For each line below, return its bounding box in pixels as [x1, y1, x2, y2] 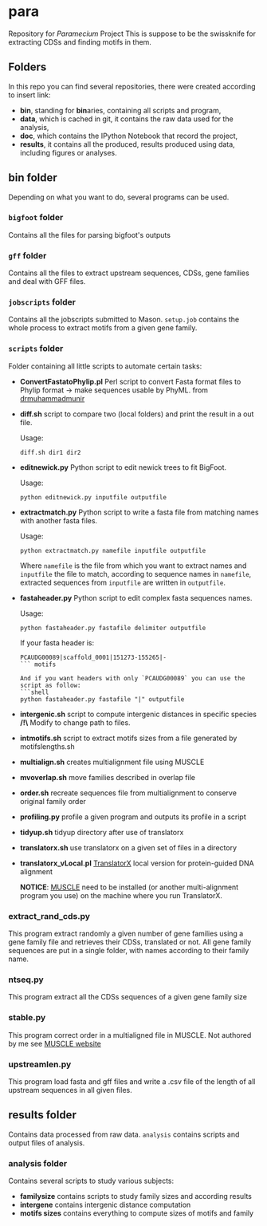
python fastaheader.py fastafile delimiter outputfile [19, 624, 206, 632]
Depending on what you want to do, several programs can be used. [8, 192, 230, 202]
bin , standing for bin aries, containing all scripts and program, [19, 105, 222, 115]
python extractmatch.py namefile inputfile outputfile [19, 546, 206, 554]
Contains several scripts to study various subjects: [8, 1176, 175, 1186]
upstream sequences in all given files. [8, 1085, 133, 1094]
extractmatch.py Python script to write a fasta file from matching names [19, 507, 259, 517]
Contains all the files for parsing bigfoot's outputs [8, 230, 171, 239]
